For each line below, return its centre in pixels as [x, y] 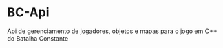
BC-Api [28, 13]
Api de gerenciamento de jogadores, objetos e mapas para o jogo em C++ [113, 31]
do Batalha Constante [38, 38]
